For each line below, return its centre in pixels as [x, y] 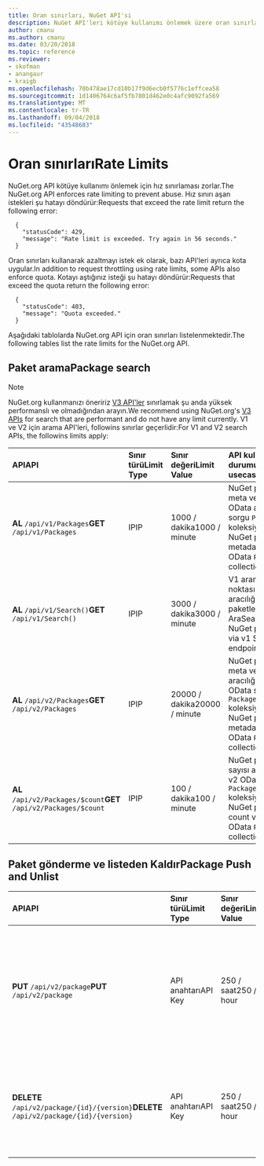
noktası [242, 588]
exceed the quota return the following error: [79, 285]
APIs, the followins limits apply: [58, 435]
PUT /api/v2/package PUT [60, 987]
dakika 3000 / [196, 614]
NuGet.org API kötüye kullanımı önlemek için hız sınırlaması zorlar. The [121, 185]
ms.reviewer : [29, 60]
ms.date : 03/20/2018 [42, 45]
